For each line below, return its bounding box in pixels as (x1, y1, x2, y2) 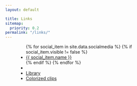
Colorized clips (26, 76, 57, 82)
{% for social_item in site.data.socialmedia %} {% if (26, 44, 132, 50)
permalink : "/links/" (5, 30, 51, 35)
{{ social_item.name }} (26, 54, 72, 60)
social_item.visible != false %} (26, 49, 88, 55)
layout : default (5, 7, 39, 12)
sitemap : (5, 21, 24, 26)
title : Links (5, 16, 33, 21)
